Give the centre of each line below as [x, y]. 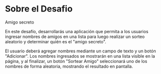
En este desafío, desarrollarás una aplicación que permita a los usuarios [77, 31]
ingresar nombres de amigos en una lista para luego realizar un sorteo [75, 37]
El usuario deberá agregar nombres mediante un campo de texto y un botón [80, 51]
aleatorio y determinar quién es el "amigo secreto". [56, 41]
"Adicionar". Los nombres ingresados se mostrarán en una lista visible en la [80, 56]
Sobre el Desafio [39, 9]
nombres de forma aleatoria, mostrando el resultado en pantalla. [69, 66]
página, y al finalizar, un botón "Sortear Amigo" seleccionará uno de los [76, 61]
